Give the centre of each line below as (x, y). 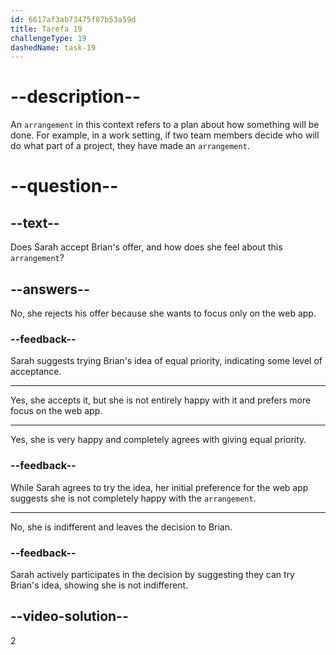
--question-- (64, 186)
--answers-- (50, 289)
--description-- (76, 97)
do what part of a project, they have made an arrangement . (130, 146)
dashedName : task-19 (53, 47)
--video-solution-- (69, 616)
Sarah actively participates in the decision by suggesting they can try (152, 574)
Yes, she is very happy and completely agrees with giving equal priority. (158, 440)
